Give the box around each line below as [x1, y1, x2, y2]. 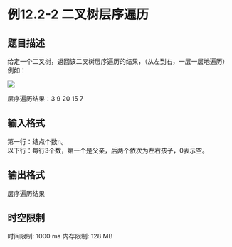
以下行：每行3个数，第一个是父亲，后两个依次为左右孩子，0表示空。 [7, 146, 209, 155]
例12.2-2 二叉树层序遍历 [7, 6, 149, 23]
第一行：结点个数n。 [7, 137, 68, 146]
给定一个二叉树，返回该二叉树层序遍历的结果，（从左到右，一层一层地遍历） [7, 57, 229, 65]
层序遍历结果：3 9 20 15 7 [7, 94, 84, 103]
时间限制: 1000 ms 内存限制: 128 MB [7, 232, 113, 241]
